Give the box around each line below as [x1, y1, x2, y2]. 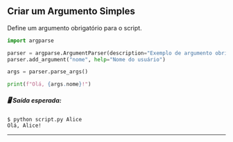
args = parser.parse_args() [7, 68, 89, 75]
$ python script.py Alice [7, 116, 82, 123]
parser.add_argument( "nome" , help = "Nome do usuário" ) [7, 56, 166, 63]
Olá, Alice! [7, 122, 42, 130]
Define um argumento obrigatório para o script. [7, 23, 142, 32]
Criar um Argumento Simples [7, 6, 135, 17]
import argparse [7, 37, 54, 44]
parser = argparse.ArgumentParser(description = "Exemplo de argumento [7, 50, 213, 57]
